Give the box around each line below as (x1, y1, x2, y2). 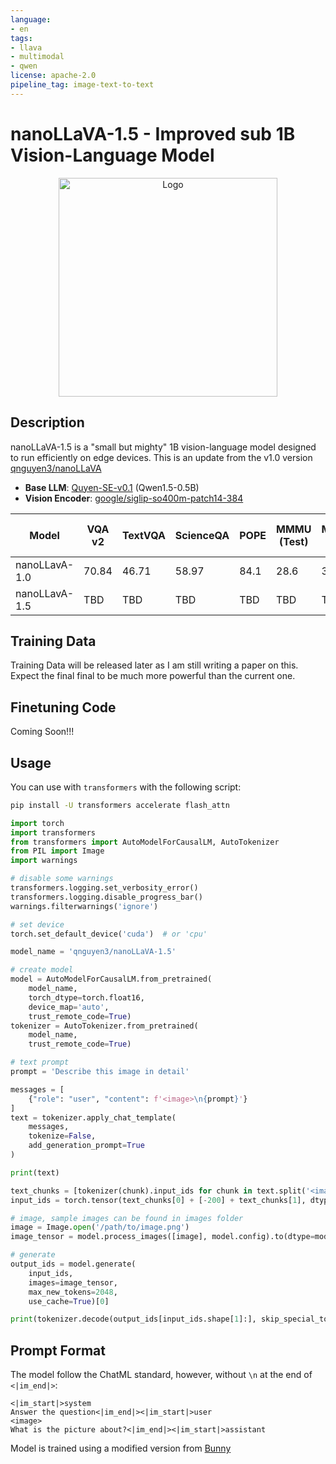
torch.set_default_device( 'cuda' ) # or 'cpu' (10, 929, 208, 939)
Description (10, 414, 85, 431)
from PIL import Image (10, 846, 105, 856)
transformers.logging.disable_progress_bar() (10, 892, 203, 902)
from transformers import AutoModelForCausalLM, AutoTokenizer (10, 837, 280, 847)
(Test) (279, 534, 309, 548)
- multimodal (10, 52, 65, 62)
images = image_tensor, (28, 1277, 118, 1288)
